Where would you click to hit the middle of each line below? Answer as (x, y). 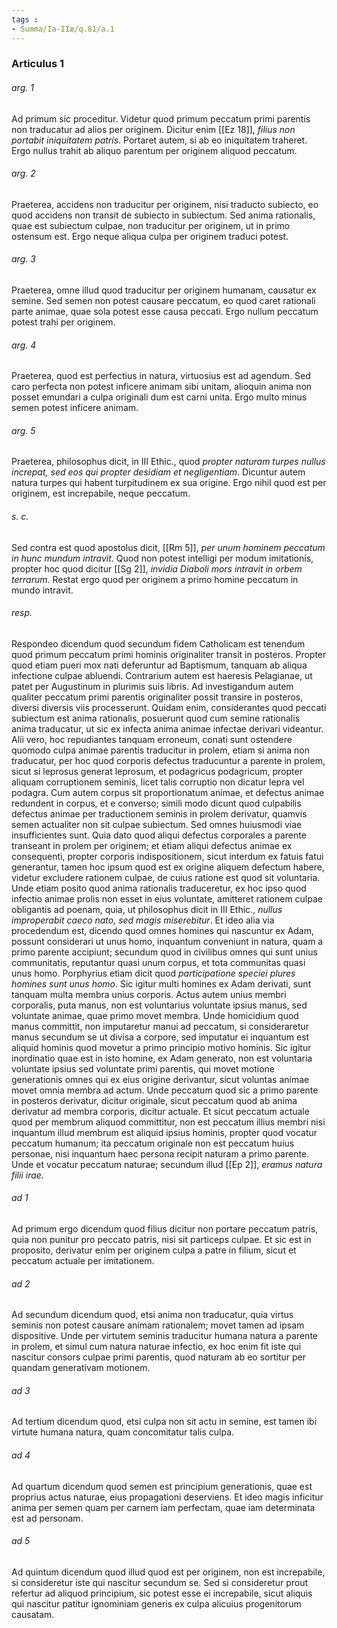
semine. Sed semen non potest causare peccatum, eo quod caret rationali (163, 301)
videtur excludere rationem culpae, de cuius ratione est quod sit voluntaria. (166, 877)
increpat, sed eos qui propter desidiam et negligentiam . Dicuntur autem (158, 472)
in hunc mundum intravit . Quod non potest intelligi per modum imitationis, (162, 558)
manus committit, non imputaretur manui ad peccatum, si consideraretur (160, 1026)
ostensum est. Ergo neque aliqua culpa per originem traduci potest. (150, 236)
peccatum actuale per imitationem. (83, 1261)
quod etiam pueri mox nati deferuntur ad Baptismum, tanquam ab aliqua (159, 665)
